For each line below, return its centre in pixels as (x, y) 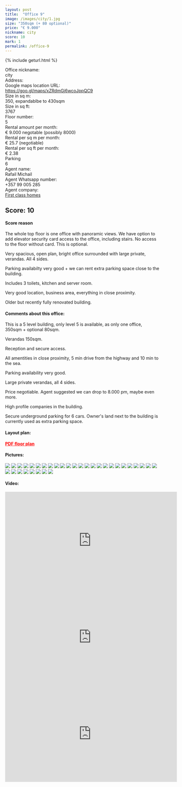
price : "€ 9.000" (23, 28)
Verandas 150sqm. (24, 339)
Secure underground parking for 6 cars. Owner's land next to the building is (82, 416)
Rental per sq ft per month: (32, 148)
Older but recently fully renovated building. (48, 302)
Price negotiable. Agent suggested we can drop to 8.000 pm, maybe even (80, 392)
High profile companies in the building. (44, 407)
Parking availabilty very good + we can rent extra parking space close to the (82, 269)
